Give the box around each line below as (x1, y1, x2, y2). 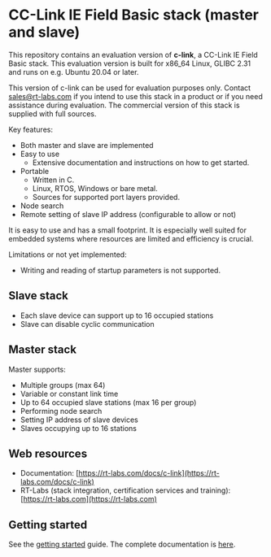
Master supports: (8, 364, 67, 374)
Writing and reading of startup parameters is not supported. (20, 265, 221, 275)
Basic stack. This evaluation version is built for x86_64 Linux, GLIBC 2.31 (8, 59, 251, 68)
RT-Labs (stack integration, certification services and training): (20, 485, 231, 495)
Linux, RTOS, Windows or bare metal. (32, 183, 158, 193)
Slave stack (8, 289, 69, 302)
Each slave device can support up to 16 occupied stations (20, 311, 214, 320)
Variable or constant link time (20, 389, 119, 398)
